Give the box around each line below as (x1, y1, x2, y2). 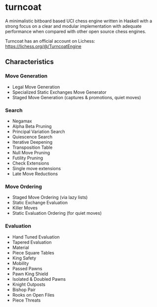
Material (12, 245, 29, 250)
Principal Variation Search (12, 128, 65, 134)
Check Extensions (12, 160, 49, 166)
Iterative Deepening (12, 139, 53, 145)
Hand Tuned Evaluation (12, 234, 60, 240)
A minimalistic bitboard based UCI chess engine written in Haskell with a (5, 18, 152, 24)
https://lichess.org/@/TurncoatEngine (5, 43, 81, 49)
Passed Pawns (12, 265, 42, 271)
